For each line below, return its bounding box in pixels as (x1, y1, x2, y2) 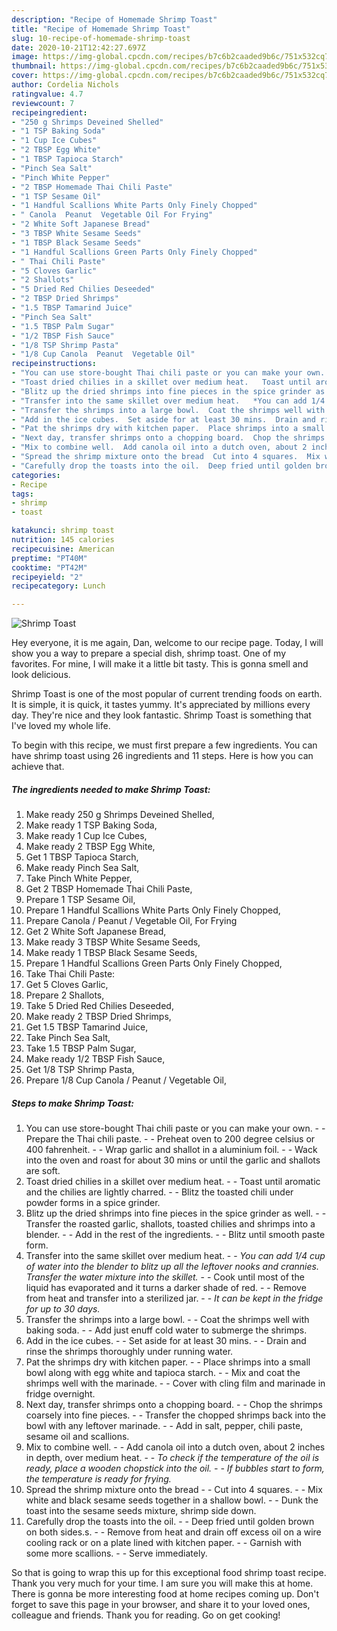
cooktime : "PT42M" (11, 562, 88, 573)
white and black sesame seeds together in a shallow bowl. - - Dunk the (25, 1494, 319, 1506)
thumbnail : (11, 61, 57, 71)
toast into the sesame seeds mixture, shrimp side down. (25, 1505, 257, 1517)
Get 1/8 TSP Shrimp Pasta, (25, 1064, 135, 1076)
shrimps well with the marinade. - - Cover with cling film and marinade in (25, 1377, 326, 1390)
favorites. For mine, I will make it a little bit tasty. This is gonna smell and (11, 658, 309, 670)
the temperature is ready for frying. (25, 1473, 172, 1485)
